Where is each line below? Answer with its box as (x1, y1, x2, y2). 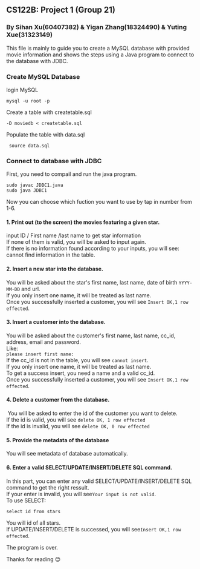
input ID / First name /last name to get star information (6, 232, 141, 239)
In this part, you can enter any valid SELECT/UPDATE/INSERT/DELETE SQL (6, 477, 192, 485)
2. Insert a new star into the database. (6, 265, 104, 272)
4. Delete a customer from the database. (6, 396, 110, 403)
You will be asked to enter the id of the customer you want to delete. (7, 409, 178, 417)
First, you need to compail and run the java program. (6, 170, 137, 178)
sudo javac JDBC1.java (6, 182, 63, 189)
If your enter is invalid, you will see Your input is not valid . (6, 490, 156, 497)
